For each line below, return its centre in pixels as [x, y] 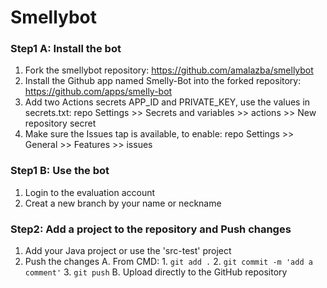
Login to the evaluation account [90, 192]
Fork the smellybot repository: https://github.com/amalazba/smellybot [169, 70]
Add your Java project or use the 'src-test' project [128, 251]
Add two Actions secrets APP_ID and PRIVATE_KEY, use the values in [167, 102]
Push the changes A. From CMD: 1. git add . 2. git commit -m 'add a [168, 262]
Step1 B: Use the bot [60, 171]
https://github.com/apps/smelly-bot [98, 92]
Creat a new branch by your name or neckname [123, 203]
